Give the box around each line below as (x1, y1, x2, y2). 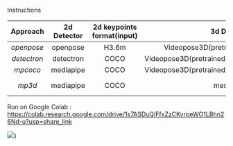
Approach (10, 27, 44, 36)
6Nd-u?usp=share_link (7, 118, 73, 125)
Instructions (7, 6, 42, 14)
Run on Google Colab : (7, 103, 71, 111)
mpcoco (13, 65, 42, 75)
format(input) (92, 31, 138, 40)
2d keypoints (92, 22, 137, 32)
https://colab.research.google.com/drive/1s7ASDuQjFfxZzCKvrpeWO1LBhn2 (7, 110, 225, 118)
